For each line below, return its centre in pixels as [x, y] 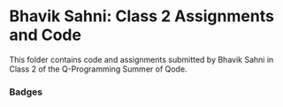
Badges [26, 92]
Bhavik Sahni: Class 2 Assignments [141, 16]
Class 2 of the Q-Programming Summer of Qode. [98, 69]
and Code [46, 35]
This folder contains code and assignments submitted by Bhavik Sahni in [141, 59]
